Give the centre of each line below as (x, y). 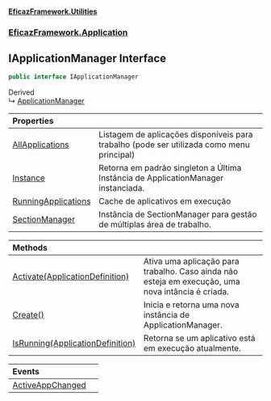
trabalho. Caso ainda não (191, 272)
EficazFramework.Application (68, 32)
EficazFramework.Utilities (53, 11)
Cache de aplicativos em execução (165, 201)
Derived (21, 92)
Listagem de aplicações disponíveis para (176, 135)
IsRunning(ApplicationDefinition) (74, 344)
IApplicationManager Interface (88, 58)
